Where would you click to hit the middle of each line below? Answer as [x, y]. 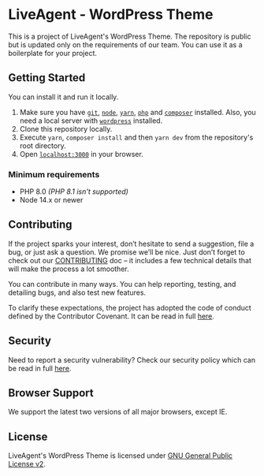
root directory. [43, 145]
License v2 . [27, 464]
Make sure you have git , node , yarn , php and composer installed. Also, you [138, 112]
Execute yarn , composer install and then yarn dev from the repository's [136, 137]
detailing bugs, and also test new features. [77, 292]
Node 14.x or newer [51, 200]
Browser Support [51, 393]
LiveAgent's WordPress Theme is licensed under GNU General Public [121, 456]
